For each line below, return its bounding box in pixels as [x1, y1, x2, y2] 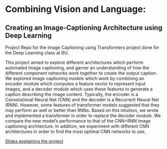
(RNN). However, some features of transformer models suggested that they [5, 102, 160, 108]
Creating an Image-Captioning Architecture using [5, 23, 163, 32]
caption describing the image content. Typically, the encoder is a [5, 91, 139, 97]
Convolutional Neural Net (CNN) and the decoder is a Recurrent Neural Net [5, 96, 159, 102]
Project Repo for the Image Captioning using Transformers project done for [5, 44, 160, 50]
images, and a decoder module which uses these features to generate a [5, 86, 153, 92]
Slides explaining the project [5, 138, 64, 144]
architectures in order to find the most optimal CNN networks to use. [5, 128, 146, 134]
